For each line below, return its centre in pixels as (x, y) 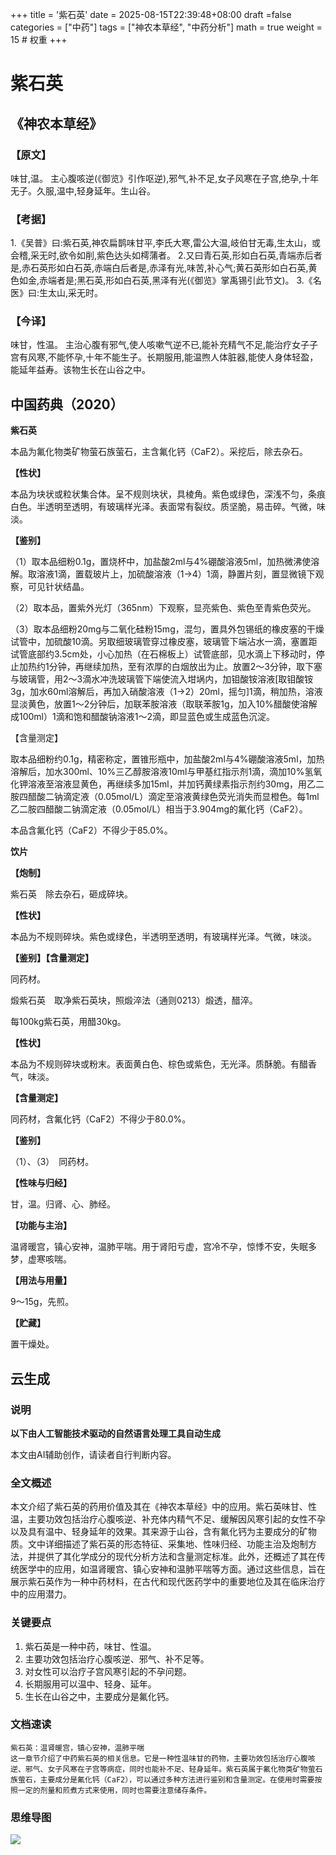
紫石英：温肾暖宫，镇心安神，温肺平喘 (77, 1748)
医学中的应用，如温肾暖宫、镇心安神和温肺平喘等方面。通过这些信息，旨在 (172, 1569)
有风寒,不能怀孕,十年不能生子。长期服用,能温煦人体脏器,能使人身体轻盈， (168, 357)
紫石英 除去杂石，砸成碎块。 (71, 894)
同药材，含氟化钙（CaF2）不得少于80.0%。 (101, 1119)
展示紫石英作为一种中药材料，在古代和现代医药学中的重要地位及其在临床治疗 (168, 1582)
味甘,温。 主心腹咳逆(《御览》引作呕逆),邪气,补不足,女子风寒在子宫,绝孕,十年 (165, 178)
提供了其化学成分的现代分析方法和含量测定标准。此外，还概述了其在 (176, 1557)
